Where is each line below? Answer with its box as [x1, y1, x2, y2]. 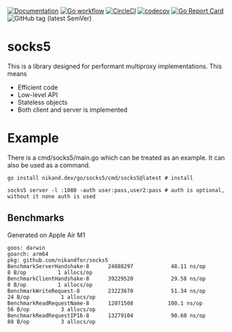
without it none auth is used [7, 193, 96, 200]
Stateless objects [17, 98, 68, 106]
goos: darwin [7, 244, 46, 251]
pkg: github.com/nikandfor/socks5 [7, 257, 109, 264]
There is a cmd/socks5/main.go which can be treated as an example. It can [7, 153, 225, 162]
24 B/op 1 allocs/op [7, 293, 96, 300]
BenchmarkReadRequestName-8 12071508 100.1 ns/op [7, 300, 202, 307]
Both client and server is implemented [17, 106, 128, 114]
